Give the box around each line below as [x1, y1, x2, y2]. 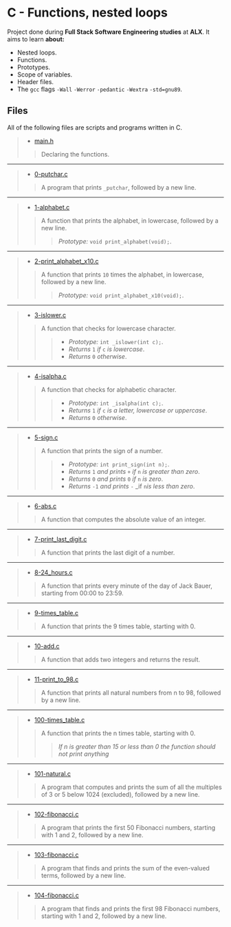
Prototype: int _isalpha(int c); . [68, 399, 164, 407]
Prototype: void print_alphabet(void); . [58, 237, 172, 246]
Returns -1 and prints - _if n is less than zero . [68, 481, 195, 490]
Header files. [16, 77, 54, 86]
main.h [34, 137, 54, 145]
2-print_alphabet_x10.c [34, 257, 99, 265]
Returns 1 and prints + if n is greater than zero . [68, 467, 201, 475]
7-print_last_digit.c [34, 535, 87, 543]
